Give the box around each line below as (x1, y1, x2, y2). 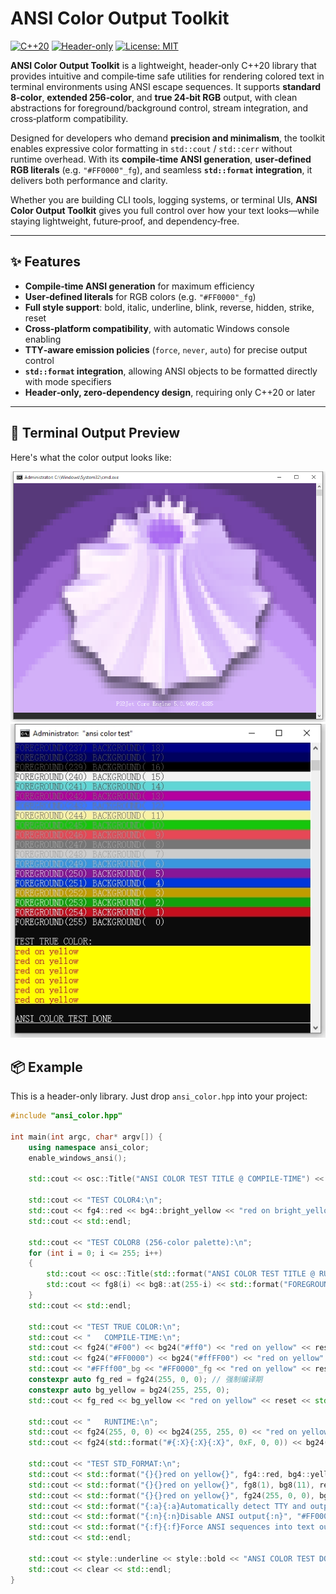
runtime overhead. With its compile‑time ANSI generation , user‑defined (10, 153, 312, 165)
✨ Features (10, 253, 81, 271)
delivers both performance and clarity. (10, 174, 168, 186)
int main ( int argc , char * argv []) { (10, 1132, 163, 1142)
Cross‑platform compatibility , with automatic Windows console (24, 322, 290, 334)
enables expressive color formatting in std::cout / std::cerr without (10, 142, 293, 154)
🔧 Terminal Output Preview (10, 425, 181, 442)
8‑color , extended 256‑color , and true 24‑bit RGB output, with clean (10, 91, 298, 103)
